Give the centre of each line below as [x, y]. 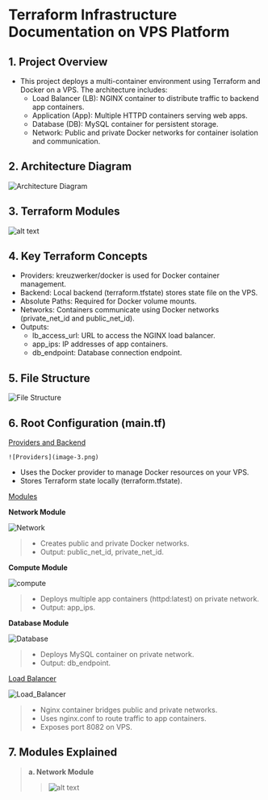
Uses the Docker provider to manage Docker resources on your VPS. [134, 472]
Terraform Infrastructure [93, 15]
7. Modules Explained [63, 752]
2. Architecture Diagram [70, 167]
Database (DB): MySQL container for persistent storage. [125, 124]
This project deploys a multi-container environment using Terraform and [140, 81]
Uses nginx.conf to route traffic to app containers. [124, 718]
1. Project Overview [58, 62]
